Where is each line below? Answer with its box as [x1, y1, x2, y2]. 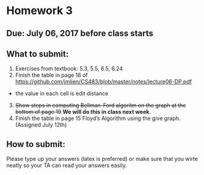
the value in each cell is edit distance [15, 90, 109, 97]
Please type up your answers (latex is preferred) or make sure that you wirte [6, 155, 199, 163]
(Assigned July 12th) [15, 121, 67, 128]
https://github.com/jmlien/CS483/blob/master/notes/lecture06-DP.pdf [15, 78, 192, 86]
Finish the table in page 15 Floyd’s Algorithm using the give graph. [15, 114, 181, 122]
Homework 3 [6, 4, 73, 18]
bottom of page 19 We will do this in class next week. [15, 108, 151, 116]
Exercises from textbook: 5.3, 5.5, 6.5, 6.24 [15, 65, 123, 72]
